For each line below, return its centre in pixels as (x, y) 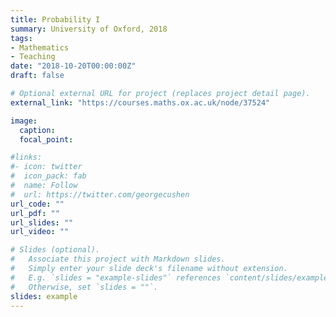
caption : (37, 130)
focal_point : (46, 139)
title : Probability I (55, 19)
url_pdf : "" (35, 213)
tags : (21, 38)
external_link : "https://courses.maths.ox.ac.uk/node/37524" (140, 102)
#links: (26, 157)
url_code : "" (37, 204)
